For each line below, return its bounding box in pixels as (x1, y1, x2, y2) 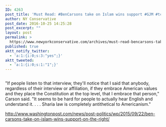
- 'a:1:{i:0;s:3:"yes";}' (9, 53, 63, 58)
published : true (5, 44, 39, 49)
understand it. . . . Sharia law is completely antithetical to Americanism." (5, 101, 151, 107)
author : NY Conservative (5, 16, 56, 21)
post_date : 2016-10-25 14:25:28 (5, 21, 72, 26)
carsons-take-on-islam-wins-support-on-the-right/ (5, 116, 110, 122)
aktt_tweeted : (5, 58, 35, 63)
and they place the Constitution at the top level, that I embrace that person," (5, 91, 160, 97)
